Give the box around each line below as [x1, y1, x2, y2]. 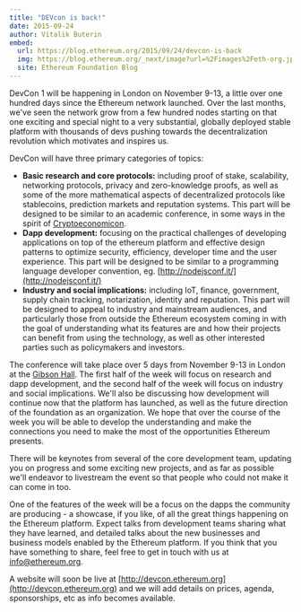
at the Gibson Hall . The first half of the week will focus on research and [9, 369, 271, 380]
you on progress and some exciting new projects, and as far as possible [9, 462, 275, 473]
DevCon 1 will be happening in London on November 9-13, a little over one [9, 87, 283, 99]
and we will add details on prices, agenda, [119, 582, 275, 593]
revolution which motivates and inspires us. [9, 136, 169, 146]
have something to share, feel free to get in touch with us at [9, 546, 229, 557]
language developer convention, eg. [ [21, 266, 161, 276]
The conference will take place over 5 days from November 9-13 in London [9, 359, 287, 370]
